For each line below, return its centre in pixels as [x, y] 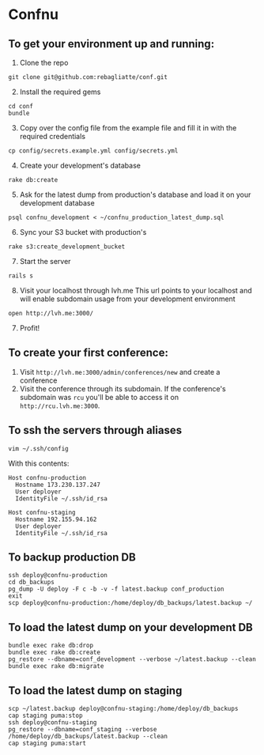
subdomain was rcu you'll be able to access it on [99, 397]
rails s [21, 276]
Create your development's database [80, 165]
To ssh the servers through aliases [95, 430]
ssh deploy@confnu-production [58, 576]
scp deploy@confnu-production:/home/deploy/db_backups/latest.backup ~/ [130, 603]
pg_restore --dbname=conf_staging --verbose [83, 730]
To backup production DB [72, 558]
